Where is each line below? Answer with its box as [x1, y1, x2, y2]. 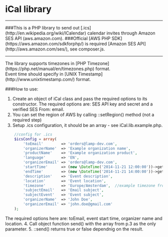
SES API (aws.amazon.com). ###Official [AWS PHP [5, 35, 111, 41]
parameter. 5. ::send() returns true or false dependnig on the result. [5, 226, 143, 232]
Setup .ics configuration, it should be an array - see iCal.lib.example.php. [12, 122, 163, 128]
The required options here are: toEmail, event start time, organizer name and [5, 215, 162, 221]
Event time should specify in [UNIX [5, 71, 77, 77]
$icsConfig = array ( [14, 136, 57, 141]
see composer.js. [69, 46, 105, 52]
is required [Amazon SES [84, 40, 136, 46]
